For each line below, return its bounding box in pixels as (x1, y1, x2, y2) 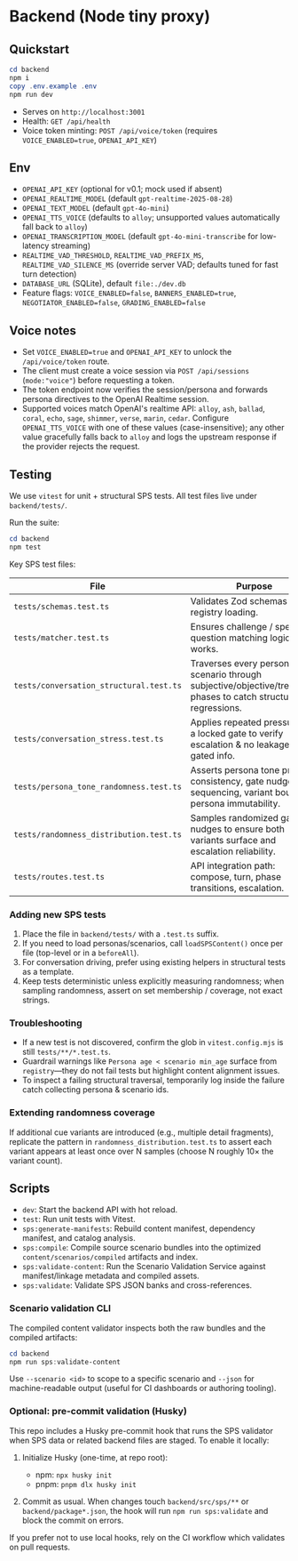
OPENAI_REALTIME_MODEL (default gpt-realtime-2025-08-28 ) (21, 193, 233, 204)
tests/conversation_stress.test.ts (13, 734, 164, 744)
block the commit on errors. (21, 1515, 124, 1525)
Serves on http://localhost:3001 (21, 106, 145, 117)
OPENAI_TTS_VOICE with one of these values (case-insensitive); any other (21, 422, 285, 433)
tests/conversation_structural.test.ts (13, 680, 182, 690)
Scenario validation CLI (9, 1302, 112, 1315)
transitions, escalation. (190, 881, 285, 894)
